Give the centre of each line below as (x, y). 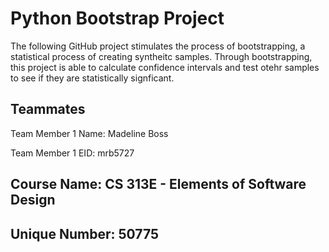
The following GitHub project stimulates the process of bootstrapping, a (158, 46)
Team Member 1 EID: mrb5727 (72, 153)
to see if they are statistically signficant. (92, 78)
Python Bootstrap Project (117, 18)
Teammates (48, 109)
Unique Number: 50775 (84, 233)
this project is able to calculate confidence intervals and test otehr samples (165, 67)
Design (33, 200)
